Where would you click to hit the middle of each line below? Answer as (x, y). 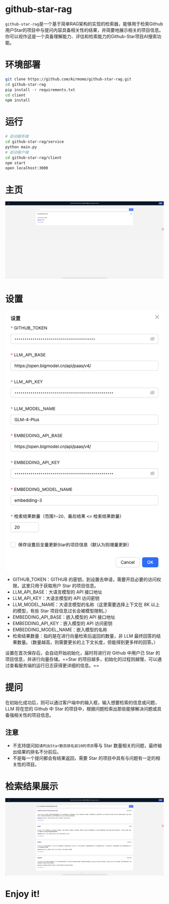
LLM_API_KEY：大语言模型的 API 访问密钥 (56, 598)
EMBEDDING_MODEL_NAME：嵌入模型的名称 (60, 630)
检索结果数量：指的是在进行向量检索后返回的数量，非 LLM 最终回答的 (84, 636)
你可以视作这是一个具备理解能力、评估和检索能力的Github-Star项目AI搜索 (81, 36)
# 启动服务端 (17, 137)
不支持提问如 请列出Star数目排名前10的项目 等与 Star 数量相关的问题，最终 (85, 745)
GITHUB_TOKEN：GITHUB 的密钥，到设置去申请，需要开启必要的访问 (84, 579)
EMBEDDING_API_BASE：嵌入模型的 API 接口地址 (64, 617)
